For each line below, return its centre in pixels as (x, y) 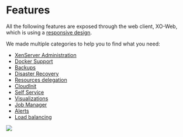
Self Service (29, 92)
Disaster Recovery (37, 73)
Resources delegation (41, 80)
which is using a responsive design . (49, 32)
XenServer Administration (46, 55)
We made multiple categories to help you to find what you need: (83, 44)
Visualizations (31, 98)
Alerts (22, 111)
